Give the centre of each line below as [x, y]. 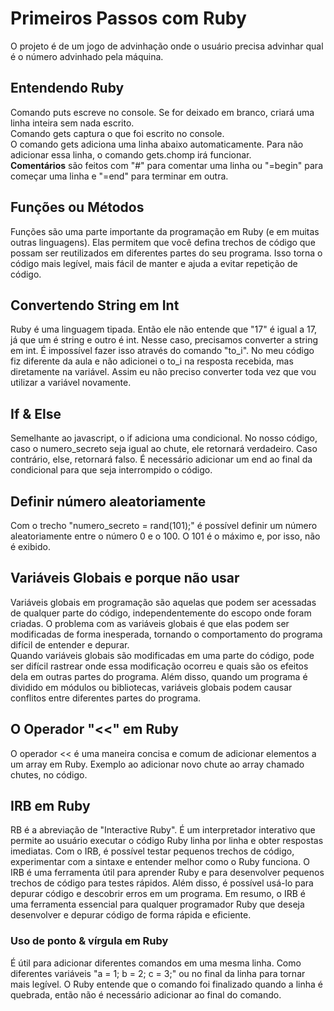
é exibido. [30, 546]
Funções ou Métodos [77, 207]
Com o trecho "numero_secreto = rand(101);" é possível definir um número [164, 525]
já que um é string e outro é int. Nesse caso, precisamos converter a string [164, 340]
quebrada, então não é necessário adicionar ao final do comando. [146, 994]
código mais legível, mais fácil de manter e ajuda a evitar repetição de [154, 263]
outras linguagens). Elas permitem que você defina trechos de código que [163, 242]
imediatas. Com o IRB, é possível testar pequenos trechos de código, [152, 851]
